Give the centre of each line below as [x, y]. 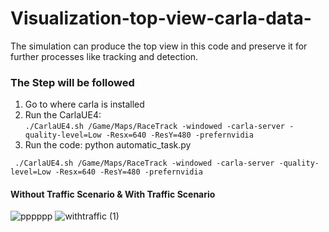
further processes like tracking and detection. [104, 56]
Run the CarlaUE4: [63, 115]
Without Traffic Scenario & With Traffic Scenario [113, 194]
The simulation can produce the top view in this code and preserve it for [159, 46]
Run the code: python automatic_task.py [108, 145]
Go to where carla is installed [84, 104]
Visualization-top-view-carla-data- [161, 18]
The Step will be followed [72, 82]
